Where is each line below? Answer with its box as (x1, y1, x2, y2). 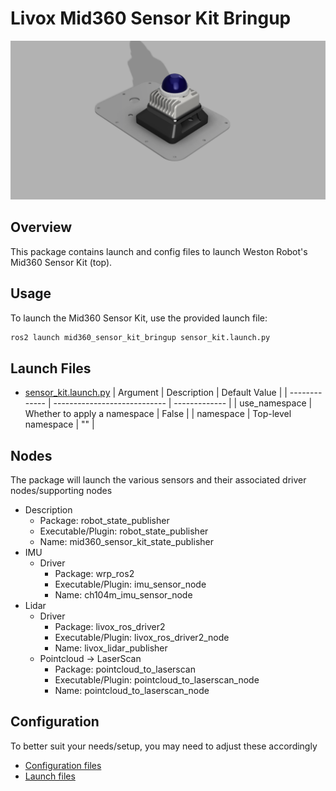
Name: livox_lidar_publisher (54, 642, 168, 654)
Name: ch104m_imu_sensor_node (54, 589, 193, 601)
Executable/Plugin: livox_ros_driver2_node (54, 632, 230, 644)
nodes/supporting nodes (10, 485, 113, 497)
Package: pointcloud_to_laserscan (54, 663, 196, 676)
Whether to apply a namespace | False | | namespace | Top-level (24, 408, 292, 420)
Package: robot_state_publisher (39, 515, 170, 527)
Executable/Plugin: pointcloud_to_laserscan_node (54, 674, 260, 686)
